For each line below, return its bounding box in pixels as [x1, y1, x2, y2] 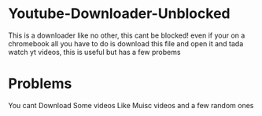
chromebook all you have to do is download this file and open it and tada [8, 38, 244, 48]
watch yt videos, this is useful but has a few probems [8, 47, 181, 56]
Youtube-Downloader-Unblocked [8, 5, 231, 23]
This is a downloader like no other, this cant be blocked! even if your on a [8, 31, 245, 40]
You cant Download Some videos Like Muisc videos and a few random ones [8, 100, 254, 110]
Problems [8, 75, 72, 92]
